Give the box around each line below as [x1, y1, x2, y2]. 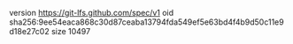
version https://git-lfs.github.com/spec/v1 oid [9, 8, 174, 18]
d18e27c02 [9, 26, 50, 36]
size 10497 [51, 26, 91, 36]
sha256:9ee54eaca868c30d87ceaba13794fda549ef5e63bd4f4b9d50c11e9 [9, 17, 285, 27]
